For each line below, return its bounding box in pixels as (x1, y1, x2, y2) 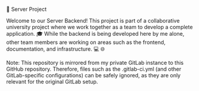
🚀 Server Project (6, 6, 47, 12)
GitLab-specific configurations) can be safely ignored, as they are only (6, 72, 181, 79)
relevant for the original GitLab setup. (6, 78, 98, 85)
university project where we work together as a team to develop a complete (6, 24, 193, 30)
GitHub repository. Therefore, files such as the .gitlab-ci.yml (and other (6, 65, 182, 73)
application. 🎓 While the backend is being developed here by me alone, (6, 30, 185, 37)
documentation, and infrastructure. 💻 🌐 (6, 45, 105, 52)
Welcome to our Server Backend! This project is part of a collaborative (6, 17, 180, 24)
